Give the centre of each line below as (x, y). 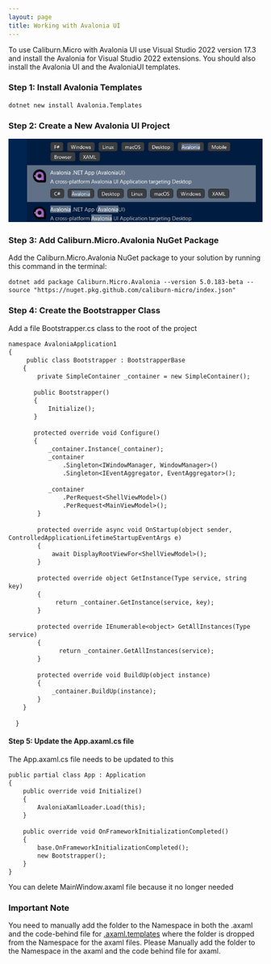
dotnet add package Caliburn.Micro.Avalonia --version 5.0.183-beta (126, 283)
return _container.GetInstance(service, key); (135, 602)
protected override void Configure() (97, 433)
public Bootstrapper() (72, 392)
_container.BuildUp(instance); (104, 691)
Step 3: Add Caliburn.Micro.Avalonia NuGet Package (114, 240)
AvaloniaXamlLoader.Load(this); (92, 807)
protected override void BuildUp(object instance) (124, 675)
